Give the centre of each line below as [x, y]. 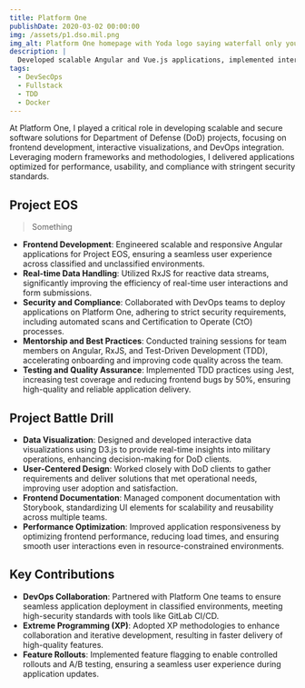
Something [52, 227]
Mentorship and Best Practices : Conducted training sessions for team [155, 341]
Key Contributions [62, 575]
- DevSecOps [40, 77]
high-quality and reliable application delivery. [107, 389]
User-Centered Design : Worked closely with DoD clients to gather [147, 469]
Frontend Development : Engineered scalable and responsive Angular [152, 244]
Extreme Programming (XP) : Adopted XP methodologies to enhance [151, 625]
